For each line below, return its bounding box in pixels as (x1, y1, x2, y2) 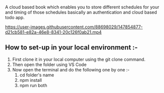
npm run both (19, 82, 48, 88)
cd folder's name (19, 72, 54, 78)
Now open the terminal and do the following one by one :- (12, 67, 130, 72)
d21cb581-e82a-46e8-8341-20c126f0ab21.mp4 (5, 29, 102, 35)
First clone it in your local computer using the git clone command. (12, 56, 146, 62)
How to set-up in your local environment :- (5, 44, 138, 52)
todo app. (5, 15, 25, 20)
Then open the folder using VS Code (12, 61, 87, 68)
